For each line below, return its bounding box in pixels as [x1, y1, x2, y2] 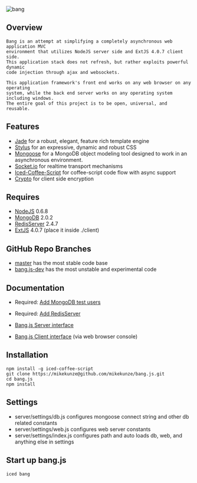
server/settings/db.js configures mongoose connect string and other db [14, 413, 189, 420]
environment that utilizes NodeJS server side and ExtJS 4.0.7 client [6, 48, 183, 54]
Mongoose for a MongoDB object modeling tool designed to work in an [14, 150, 188, 157]
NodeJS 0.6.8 [14, 208, 48, 215]
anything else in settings [14, 438, 74, 445]
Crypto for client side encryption [14, 175, 94, 182]
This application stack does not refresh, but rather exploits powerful [6, 59, 189, 65]
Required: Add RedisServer [14, 310, 81, 317]
